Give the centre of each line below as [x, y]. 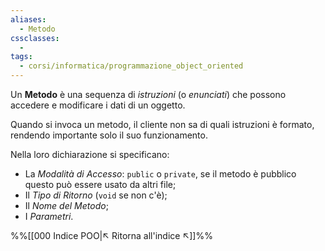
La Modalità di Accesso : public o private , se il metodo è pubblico [160, 174]
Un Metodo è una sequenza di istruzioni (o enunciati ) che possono [148, 94]
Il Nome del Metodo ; [66, 205]
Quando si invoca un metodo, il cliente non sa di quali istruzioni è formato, [162, 124]
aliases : [28, 19]
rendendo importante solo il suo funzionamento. [109, 135]
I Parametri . [49, 216]
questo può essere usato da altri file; [100, 184]
